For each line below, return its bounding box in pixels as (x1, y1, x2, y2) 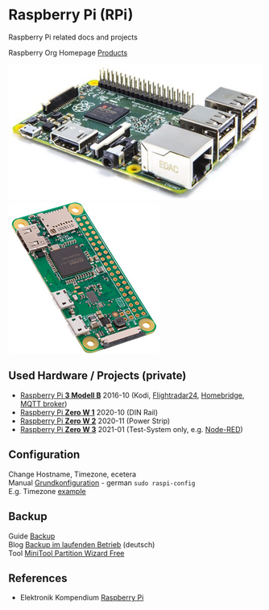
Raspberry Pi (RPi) (8, 6, 134, 24)
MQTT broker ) (19, 398, 68, 408)
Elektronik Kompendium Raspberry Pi (19, 593, 144, 603)
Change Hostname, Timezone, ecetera (8, 469, 137, 479)
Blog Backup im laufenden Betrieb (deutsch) (8, 539, 155, 549)
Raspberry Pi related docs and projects (8, 32, 139, 42)
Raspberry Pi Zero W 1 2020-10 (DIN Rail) (19, 407, 159, 417)
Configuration (8, 448, 81, 462)
